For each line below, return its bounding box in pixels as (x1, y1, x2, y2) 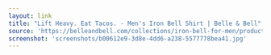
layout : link (8, 11, 52, 20)
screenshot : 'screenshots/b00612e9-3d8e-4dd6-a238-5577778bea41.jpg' (8, 34, 248, 43)
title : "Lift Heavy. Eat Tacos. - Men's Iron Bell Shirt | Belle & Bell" (8, 19, 262, 27)
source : (8, 27, 35, 35)
